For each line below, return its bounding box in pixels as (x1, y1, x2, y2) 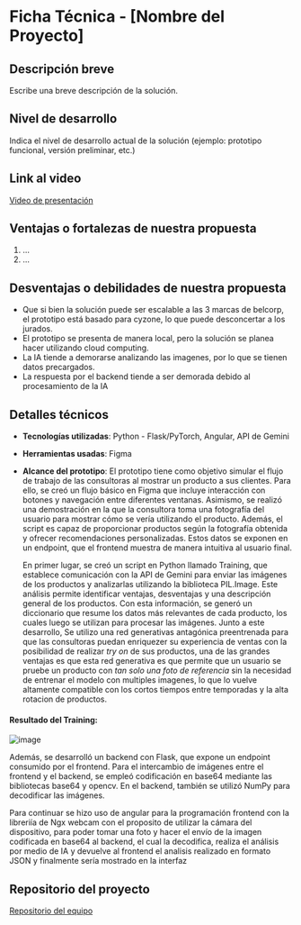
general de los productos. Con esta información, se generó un (22, 598, 253, 609)
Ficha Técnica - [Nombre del (9, 6, 226, 27)
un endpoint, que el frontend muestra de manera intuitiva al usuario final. (22, 542, 292, 553)
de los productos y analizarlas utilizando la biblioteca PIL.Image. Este (22, 579, 279, 590)
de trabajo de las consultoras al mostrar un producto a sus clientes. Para (22, 476, 292, 486)
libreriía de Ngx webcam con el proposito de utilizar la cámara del (9, 817, 252, 828)
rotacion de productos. (22, 694, 108, 704)
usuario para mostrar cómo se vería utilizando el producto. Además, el (22, 513, 283, 524)
